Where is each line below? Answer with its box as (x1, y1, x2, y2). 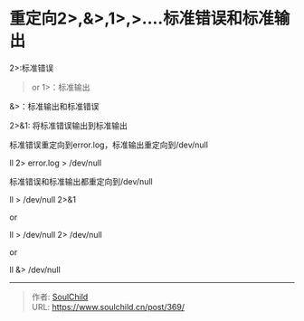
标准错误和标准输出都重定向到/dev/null (9, 175, 153, 186)
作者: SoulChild (31, 291, 89, 302)
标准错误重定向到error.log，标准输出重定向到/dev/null (9, 139, 208, 150)
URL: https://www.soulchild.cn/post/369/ (31, 301, 185, 312)
